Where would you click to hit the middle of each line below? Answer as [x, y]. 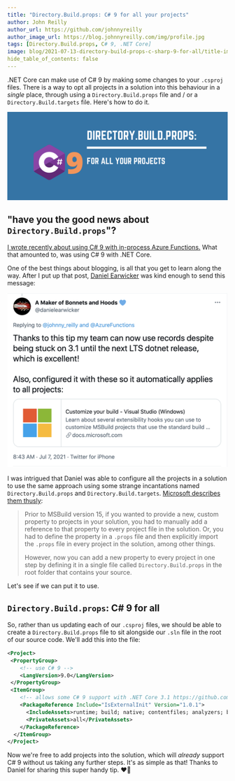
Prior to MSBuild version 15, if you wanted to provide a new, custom [121, 515]
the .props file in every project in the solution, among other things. [120, 544]
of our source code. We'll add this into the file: [74, 639]
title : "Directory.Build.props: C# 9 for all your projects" [98, 15]
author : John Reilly [37, 22]
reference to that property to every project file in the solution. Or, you [124, 529]
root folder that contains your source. [78, 573]
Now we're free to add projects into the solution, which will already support [116, 755]
